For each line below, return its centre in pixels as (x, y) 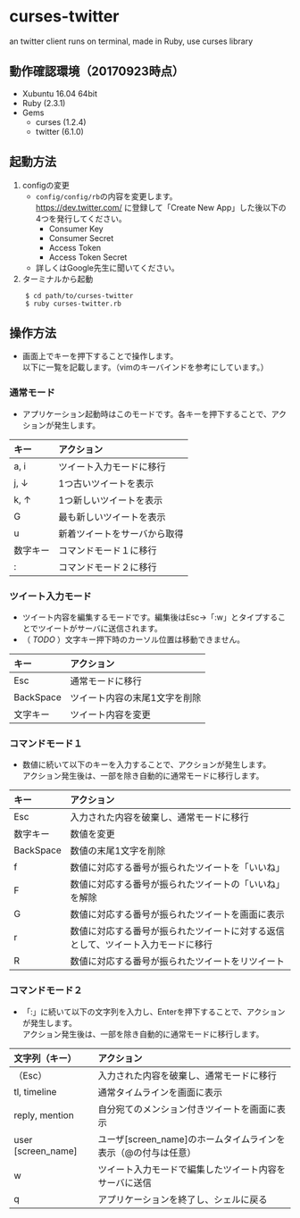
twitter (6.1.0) (60, 131)
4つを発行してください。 (81, 218)
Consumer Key (76, 229)
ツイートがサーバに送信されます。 (100, 628)
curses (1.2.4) (61, 121)
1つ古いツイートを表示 (106, 483)
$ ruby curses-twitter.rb (74, 304)
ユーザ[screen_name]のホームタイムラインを (192, 1139)
